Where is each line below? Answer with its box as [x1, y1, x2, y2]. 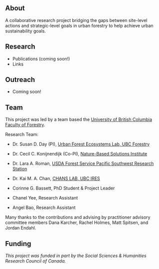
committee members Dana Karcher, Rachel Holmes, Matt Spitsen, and [5, 219, 149, 225]
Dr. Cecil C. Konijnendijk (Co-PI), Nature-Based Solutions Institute [12, 151, 148, 157]
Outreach [5, 75, 35, 84]
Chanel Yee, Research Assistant [12, 195, 78, 201]
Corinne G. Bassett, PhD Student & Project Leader [12, 185, 115, 191]
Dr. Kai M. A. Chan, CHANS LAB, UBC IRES [12, 175, 101, 181]
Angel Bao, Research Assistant [12, 204, 76, 210]
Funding [5, 239, 31, 248]
